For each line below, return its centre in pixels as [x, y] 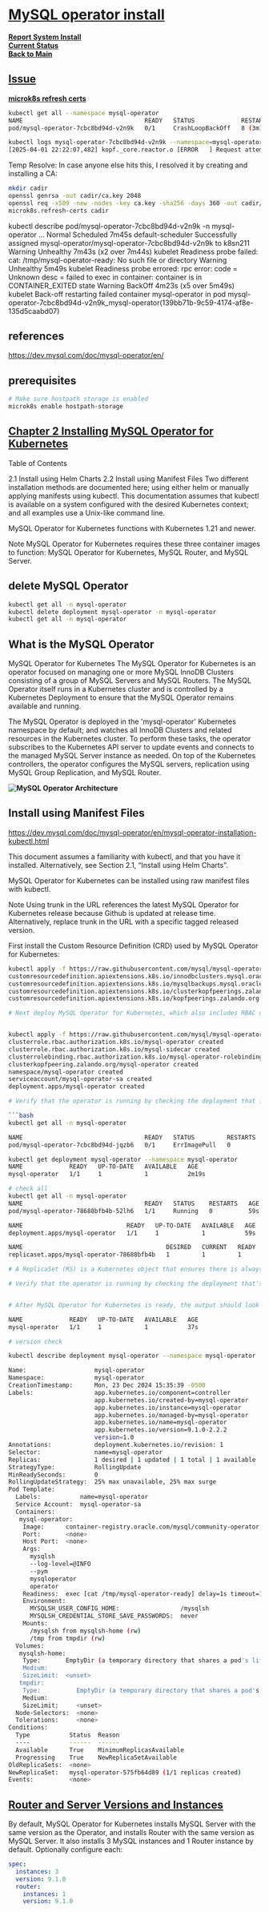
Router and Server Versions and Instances [116, 1804]
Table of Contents [38, 463]
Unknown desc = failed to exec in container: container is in [105, 277]
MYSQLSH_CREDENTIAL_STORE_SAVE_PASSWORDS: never [114, 1616]
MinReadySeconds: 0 [53, 1475]
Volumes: [30, 1646]
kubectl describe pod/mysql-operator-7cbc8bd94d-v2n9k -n [109, 226]
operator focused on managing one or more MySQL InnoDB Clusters [121, 672]
